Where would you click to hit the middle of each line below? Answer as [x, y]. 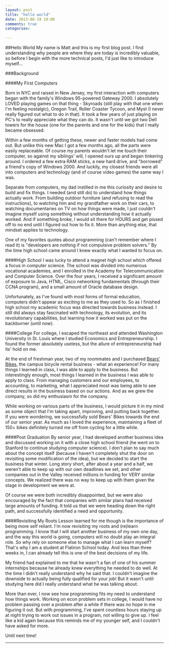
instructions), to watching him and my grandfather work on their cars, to [80, 203]
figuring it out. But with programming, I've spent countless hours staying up [83, 610]
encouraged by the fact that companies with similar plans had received [79, 500]
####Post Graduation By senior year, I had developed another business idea [84, 437]
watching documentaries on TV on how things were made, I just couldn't [80, 209]
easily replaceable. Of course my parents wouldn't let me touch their [76, 151]
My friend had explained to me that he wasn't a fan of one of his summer [81, 562]
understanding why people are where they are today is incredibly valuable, [82, 53]
